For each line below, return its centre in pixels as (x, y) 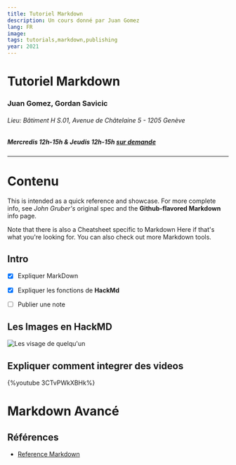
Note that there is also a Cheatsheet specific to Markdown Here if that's (111, 229)
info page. (22, 216)
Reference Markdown (49, 454)
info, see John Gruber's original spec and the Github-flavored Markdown (114, 208)
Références (33, 437)
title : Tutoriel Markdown (45, 14)
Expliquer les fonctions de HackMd (68, 290)
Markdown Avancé (63, 411)
